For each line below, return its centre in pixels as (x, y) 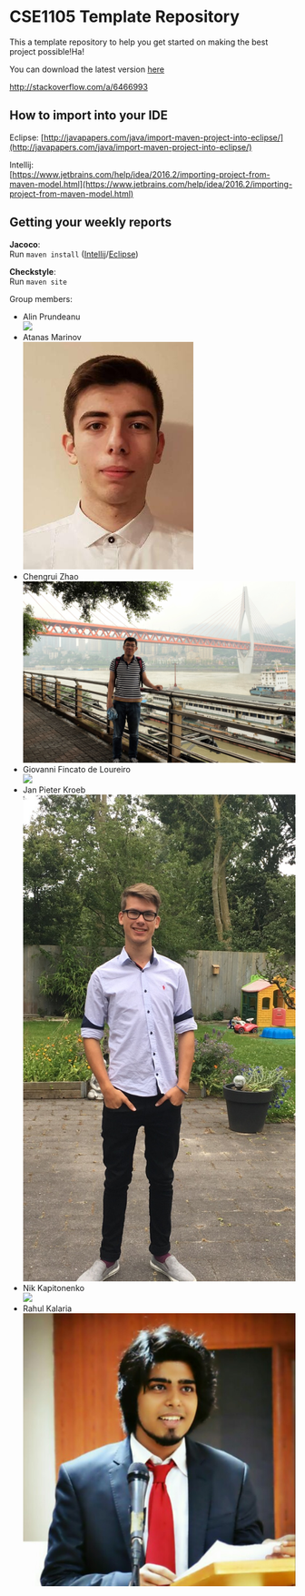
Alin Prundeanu (51, 317)
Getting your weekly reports (91, 222)
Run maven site (39, 281)
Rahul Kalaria (47, 1308)
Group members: (41, 298)
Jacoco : (25, 244)
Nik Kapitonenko (53, 1288)
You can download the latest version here (87, 69)
